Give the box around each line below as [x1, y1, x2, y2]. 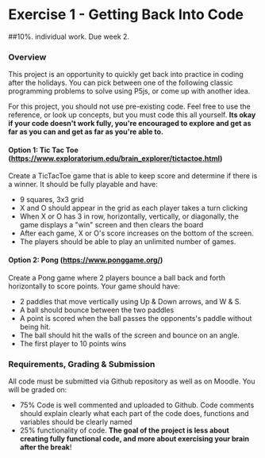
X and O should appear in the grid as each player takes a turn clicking [19, 204, 248, 213]
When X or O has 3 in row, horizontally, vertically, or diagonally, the [19, 212, 240, 221]
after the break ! [19, 442, 72, 452]
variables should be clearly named [19, 417, 132, 426]
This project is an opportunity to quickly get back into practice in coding [8, 70, 244, 79]
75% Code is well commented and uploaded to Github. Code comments [19, 400, 255, 410]
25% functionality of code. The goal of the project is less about [19, 426, 230, 435]
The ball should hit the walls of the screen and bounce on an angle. [19, 330, 240, 340]
